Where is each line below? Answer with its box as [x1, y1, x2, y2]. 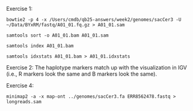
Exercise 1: [6, 5, 33, 12]
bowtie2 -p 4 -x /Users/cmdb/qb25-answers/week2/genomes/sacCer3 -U [6, 17, 182, 23]
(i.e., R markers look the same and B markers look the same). [6, 70, 158, 77]
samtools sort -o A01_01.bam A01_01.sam [6, 32, 109, 38]
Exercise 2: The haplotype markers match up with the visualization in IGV [6, 64, 188, 71]
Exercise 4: [6, 82, 34, 89]
